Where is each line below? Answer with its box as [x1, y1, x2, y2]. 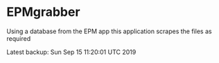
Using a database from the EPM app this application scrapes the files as [6, 27, 212, 35]
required [6, 34, 31, 42]
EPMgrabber [6, 4, 80, 20]
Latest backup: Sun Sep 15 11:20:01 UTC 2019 [6, 48, 137, 56]
